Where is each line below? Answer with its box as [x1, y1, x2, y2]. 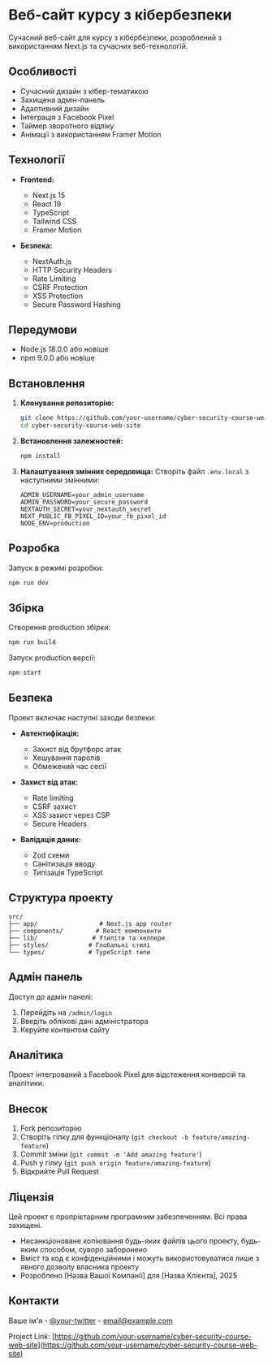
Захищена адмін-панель [19, 95, 106, 105]
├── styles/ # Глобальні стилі [8, 940, 151, 949]
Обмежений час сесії [32, 761, 107, 771]
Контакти [8, 1294, 59, 1308]
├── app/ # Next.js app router [8, 919, 173, 927]
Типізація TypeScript [32, 867, 103, 877]
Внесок [8, 1102, 48, 1116]
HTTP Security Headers [32, 265, 112, 274]
